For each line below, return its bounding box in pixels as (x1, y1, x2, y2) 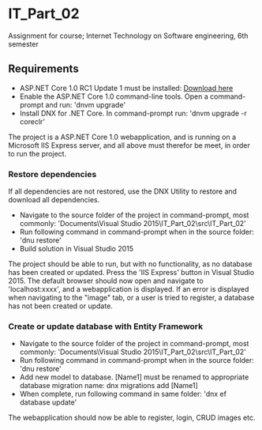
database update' (19, 398, 77, 407)
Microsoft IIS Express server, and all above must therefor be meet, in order (8, 140, 250, 150)
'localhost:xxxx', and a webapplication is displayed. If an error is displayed (8, 285, 249, 294)
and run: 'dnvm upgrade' (45, 100, 126, 109)
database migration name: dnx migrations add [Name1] (19, 381, 199, 390)
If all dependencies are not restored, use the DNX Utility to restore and (8, 187, 238, 196)
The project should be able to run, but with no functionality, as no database (8, 259, 253, 269)
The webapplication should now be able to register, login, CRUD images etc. (8, 413, 256, 423)
